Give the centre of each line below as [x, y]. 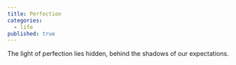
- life [23, 27]
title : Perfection [34, 14]
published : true [31, 34]
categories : [25, 20]
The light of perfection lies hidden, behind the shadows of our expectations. [118, 54]
